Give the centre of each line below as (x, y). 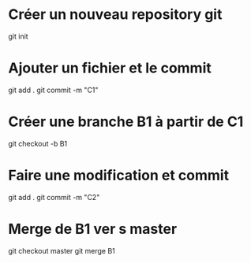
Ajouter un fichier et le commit (110, 68)
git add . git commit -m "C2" (54, 197)
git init (19, 36)
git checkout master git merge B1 (62, 250)
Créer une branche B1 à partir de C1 (126, 122)
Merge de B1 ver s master (93, 229)
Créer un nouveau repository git (115, 15)
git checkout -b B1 (38, 143)
